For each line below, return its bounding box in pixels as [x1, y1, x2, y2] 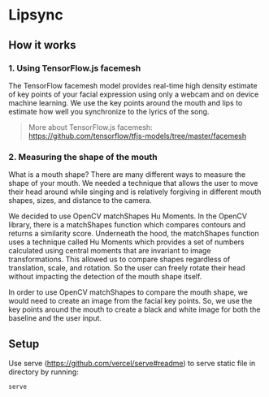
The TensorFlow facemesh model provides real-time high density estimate [8, 80, 258, 90]
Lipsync [8, 6, 63, 24]
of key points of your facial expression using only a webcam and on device [8, 89, 259, 99]
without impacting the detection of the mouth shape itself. [8, 272, 202, 282]
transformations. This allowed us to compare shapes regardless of [8, 254, 231, 265]
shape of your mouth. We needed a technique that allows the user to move [8, 179, 258, 188]
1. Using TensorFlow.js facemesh [8, 63, 141, 74]
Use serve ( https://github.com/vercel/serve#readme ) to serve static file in [8, 358, 256, 368]
